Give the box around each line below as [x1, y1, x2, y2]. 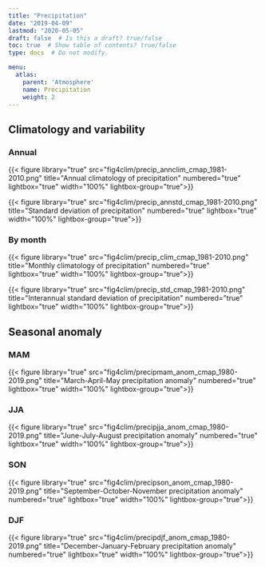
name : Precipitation [22, 86, 91, 94]
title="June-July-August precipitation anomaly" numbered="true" [43, 431, 258, 441]
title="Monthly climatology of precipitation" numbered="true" [8, 261, 210, 270]
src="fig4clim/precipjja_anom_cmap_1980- [89, 422, 229, 432]
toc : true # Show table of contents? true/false [8, 42, 177, 50]
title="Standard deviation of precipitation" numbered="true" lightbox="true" [8, 206, 258, 216]
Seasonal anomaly [8, 325, 102, 338]
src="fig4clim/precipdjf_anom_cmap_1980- [89, 533, 230, 542]
